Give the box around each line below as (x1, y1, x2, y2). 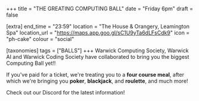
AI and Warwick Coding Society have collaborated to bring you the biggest (6, 53, 189, 60)
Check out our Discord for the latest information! (6, 89, 125, 96)
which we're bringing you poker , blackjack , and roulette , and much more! (6, 77, 189, 84)
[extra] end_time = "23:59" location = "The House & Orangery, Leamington (6, 23, 189, 30)
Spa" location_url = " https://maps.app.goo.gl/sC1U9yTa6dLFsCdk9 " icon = (6, 29, 190, 36)
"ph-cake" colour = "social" (6, 36, 74, 42)
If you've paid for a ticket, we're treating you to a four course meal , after (6, 71, 185, 78)
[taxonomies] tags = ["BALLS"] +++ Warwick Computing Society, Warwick (6, 47, 189, 54)
